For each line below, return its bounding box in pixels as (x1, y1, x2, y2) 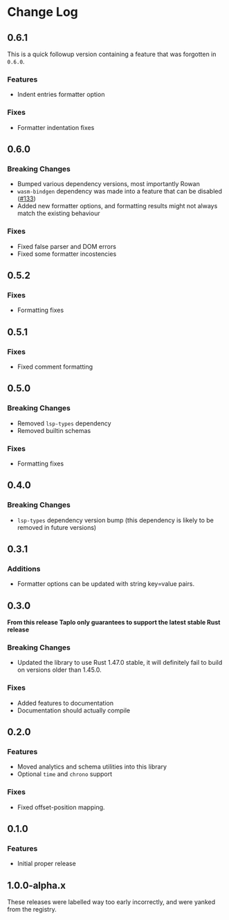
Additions (7, 564, 41, 573)
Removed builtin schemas (17, 426, 91, 434)
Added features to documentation (17, 699, 114, 707)
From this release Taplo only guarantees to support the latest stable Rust (7, 618, 221, 627)
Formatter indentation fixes (17, 123, 95, 131)
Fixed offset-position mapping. (17, 803, 105, 811)
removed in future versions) (17, 523, 97, 531)
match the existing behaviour (17, 209, 100, 218)
